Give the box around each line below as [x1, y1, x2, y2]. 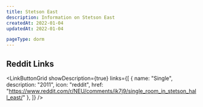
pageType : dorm [6, 37, 45, 43]
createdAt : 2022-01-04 [6, 20, 64, 26]
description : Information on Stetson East [6, 14, 115, 20]
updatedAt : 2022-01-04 [6, 25, 64, 32]
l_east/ [6, 94, 23, 101]
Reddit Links [6, 58, 55, 69]
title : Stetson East [6, 8, 59, 15]
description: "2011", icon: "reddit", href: [6, 81, 104, 88]
